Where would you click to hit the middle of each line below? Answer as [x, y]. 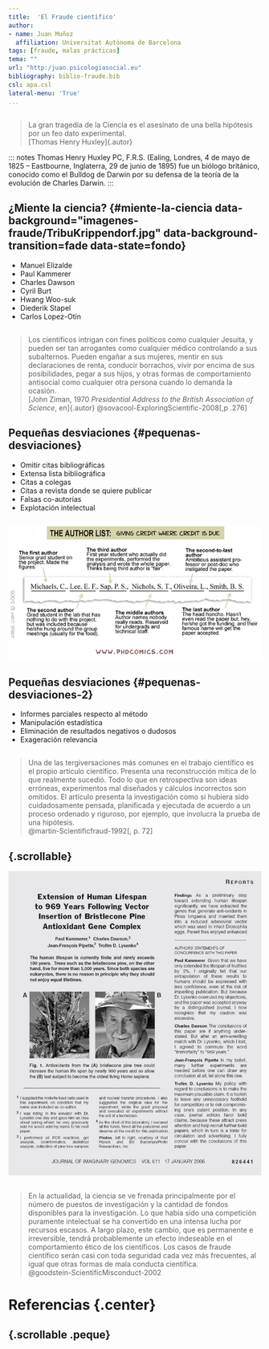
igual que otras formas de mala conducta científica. [113, 1264]
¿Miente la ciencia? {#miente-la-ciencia [110, 208]
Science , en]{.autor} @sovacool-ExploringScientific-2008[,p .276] [137, 408]
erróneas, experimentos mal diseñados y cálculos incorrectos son [137, 789]
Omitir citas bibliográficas [62, 465]
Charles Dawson [47, 282]
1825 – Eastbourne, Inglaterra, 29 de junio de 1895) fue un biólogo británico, [134, 165]
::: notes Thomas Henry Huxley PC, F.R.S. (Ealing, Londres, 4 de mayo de [129, 157]
